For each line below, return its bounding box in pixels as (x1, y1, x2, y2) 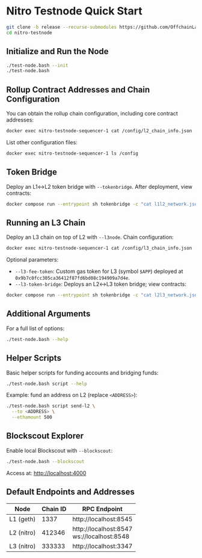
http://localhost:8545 (72, 515, 133, 523)
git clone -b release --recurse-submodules (6, 24, 117, 30)
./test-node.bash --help (6, 336, 69, 342)
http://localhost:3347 (72, 542, 133, 550)
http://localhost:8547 (72, 524, 133, 533)
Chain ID (41, 504, 67, 513)
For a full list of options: (6, 325, 65, 332)
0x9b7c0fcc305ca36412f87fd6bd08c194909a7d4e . (14, 274, 130, 281)
